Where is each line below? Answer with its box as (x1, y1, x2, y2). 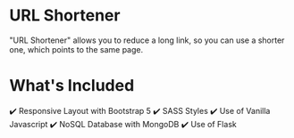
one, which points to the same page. (9, 44, 144, 54)
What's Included (9, 76, 135, 96)
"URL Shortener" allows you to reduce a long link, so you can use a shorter (9, 35, 285, 45)
